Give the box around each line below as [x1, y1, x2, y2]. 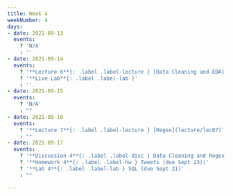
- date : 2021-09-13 [7, 29, 64, 37]
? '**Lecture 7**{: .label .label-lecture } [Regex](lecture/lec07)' [19, 126, 225, 133]
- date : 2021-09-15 [7, 88, 64, 95]
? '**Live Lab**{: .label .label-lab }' [19, 74, 138, 82]
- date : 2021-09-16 [7, 113, 64, 120]
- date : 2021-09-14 [7, 56, 64, 63]
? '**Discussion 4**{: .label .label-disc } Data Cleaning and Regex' [19, 152, 228, 160]
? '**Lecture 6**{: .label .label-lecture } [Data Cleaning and [19, 68, 209, 75]
